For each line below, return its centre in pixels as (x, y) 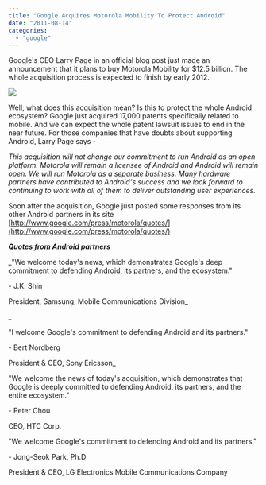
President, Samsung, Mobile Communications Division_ (98, 301)
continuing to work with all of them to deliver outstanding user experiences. (132, 191)
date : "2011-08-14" (40, 23)
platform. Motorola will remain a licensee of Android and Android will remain (133, 165)
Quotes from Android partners (60, 246)
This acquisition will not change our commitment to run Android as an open (132, 157)
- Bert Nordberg (35, 347)
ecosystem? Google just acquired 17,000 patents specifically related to (124, 116)
